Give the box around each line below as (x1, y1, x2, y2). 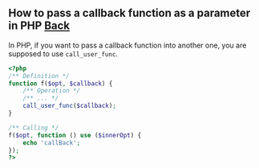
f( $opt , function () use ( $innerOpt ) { (8, 131, 142, 139)
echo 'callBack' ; (22, 138, 81, 147)
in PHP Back (8, 19, 71, 33)
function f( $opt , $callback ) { (8, 80, 113, 88)
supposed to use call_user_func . (8, 48, 119, 59)
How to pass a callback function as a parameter (8, 6, 251, 20)
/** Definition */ (8, 72, 70, 80)
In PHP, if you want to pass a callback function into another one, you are (8, 40, 247, 50)
